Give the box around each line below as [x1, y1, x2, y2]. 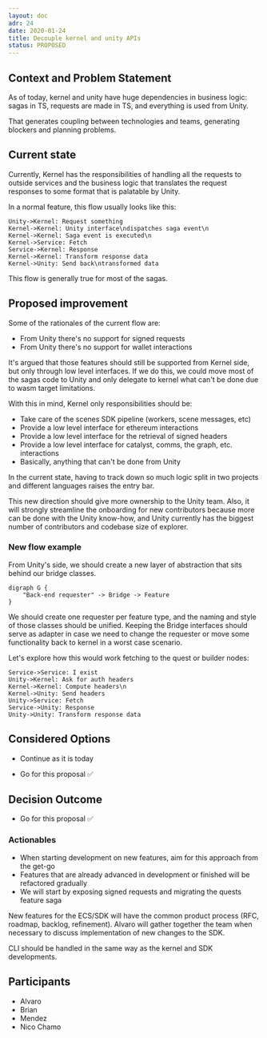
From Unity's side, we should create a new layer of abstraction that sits [8, 560, 242, 569]
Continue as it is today [19, 754, 94, 763]
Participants [8, 975, 70, 989]
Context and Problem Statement [8, 71, 172, 85]
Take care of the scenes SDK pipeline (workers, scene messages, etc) [19, 414, 252, 424]
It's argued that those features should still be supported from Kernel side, [8, 357, 250, 367]
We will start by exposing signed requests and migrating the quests [19, 887, 242, 896]
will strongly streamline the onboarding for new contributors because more [8, 505, 255, 514]
